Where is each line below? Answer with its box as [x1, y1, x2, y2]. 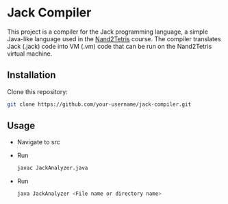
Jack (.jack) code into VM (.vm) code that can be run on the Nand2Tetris [7, 42, 212, 50]
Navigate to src [16, 138, 60, 146]
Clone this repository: [7, 87, 68, 95]
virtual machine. [7, 49, 53, 58]
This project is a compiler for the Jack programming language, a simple [7, 27, 209, 36]
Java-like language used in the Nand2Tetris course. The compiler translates [7, 34, 221, 43]
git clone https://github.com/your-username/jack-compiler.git [7, 101, 192, 108]
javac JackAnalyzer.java [16, 165, 88, 172]
